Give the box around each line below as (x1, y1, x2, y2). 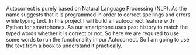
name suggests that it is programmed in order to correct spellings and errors (6, 11, 191, 18)
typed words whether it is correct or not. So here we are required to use (6, 30, 180, 37)
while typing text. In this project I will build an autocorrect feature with (6, 18, 174, 24)
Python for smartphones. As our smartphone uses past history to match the (6, 23, 188, 30)
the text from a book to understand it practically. (6, 42, 123, 49)
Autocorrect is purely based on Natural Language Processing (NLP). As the (6, 5, 187, 12)
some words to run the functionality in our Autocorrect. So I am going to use (6, 36, 190, 43)
